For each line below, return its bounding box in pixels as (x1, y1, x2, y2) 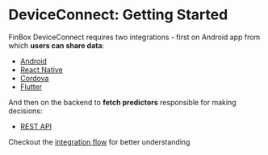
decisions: (8, 106, 43, 116)
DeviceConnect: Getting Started (8, 6, 228, 24)
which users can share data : (8, 40, 105, 50)
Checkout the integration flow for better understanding (8, 137, 191, 146)
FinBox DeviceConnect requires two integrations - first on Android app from (8, 32, 261, 42)
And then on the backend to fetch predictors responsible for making (8, 97, 237, 107)
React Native (19, 64, 63, 74)
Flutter (19, 82, 43, 92)
